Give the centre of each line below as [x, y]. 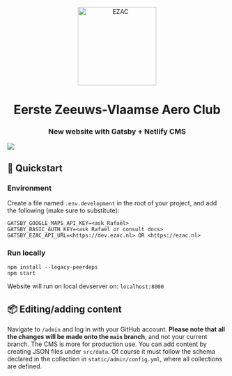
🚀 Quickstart [35, 168]
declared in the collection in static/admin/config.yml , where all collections [115, 359]
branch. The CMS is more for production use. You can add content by [107, 344]
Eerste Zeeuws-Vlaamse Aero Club [117, 110]
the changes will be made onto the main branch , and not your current [107, 337]
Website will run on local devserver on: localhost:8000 [86, 286]
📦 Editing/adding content [64, 309]
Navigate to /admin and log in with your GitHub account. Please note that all [116, 329]
